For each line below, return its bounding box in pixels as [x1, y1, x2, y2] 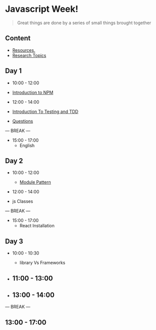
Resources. [12, 47, 35, 53]
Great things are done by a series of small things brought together [17, 20, 152, 26]
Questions [12, 118, 33, 124]
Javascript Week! [5, 3, 79, 15]
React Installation [19, 223, 55, 229]
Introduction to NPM [12, 89, 54, 95]
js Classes [12, 198, 33, 204]
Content [5, 34, 31, 42]
